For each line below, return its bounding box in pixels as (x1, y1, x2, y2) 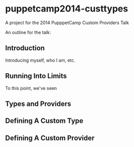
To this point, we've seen (5, 85, 57, 91)
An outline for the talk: (5, 29, 51, 35)
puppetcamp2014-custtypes (5, 3, 128, 15)
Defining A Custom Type (5, 116, 84, 125)
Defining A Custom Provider (5, 133, 95, 142)
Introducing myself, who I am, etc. (5, 57, 75, 63)
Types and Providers (5, 99, 71, 108)
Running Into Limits (5, 72, 67, 80)
